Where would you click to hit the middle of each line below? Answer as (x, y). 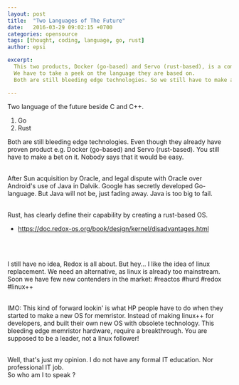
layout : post (27, 14)
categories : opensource (43, 34)
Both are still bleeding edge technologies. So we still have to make (121, 80)
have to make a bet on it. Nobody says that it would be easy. (96, 157)
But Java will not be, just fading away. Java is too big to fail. (126, 194)
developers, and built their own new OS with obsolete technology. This (111, 323)
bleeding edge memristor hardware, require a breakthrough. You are (107, 331)
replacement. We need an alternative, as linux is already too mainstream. (114, 272)
